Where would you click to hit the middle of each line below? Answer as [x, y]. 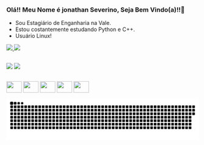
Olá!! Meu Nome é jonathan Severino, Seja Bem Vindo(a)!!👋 [96, 10]
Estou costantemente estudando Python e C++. [75, 29]
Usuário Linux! [33, 36]
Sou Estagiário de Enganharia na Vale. [63, 23]
